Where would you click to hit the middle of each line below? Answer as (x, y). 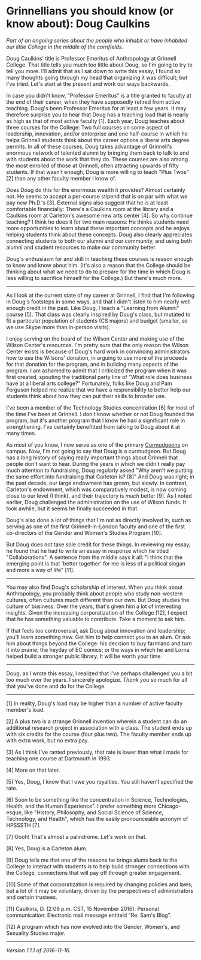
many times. (21, 433)
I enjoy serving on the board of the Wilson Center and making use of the (95, 338)
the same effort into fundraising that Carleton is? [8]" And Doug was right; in (100, 476)
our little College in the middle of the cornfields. (65, 47)
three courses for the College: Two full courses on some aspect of (88, 127)
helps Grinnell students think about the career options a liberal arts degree (98, 140)
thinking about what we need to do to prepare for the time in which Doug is (99, 272)
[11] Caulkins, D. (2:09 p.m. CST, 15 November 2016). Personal (83, 908)
